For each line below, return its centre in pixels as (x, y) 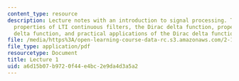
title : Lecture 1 (33, 60)
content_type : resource (43, 14)
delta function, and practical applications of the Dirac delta (111, 33)
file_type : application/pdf (49, 46)
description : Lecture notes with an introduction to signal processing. (117, 20)
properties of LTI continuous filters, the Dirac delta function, (114, 27)
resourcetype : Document (43, 54)
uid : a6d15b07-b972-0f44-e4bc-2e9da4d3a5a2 (73, 66)
